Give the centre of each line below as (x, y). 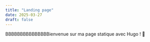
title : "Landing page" (29, 10)
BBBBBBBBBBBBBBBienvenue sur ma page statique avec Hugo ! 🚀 (75, 34)
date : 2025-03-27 (24, 15)
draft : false (19, 19)
